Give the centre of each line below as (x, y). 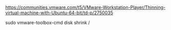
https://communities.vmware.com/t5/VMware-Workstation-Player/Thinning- (85, 7)
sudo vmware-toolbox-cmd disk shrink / (48, 23)
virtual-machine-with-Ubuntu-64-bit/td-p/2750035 (59, 13)
